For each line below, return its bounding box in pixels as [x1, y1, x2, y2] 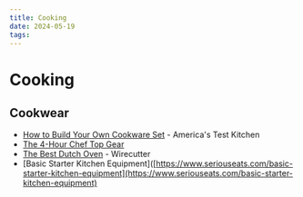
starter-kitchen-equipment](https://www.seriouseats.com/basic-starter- [22, 168, 294, 179]
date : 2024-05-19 [9, 22, 76, 31]
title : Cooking [9, 13, 67, 23]
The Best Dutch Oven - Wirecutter [22, 149, 151, 160]
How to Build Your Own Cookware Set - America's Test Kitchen [22, 129, 260, 141]
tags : [9, 30, 30, 39]
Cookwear [9, 105, 70, 121]
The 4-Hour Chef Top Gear [22, 139, 125, 150]
